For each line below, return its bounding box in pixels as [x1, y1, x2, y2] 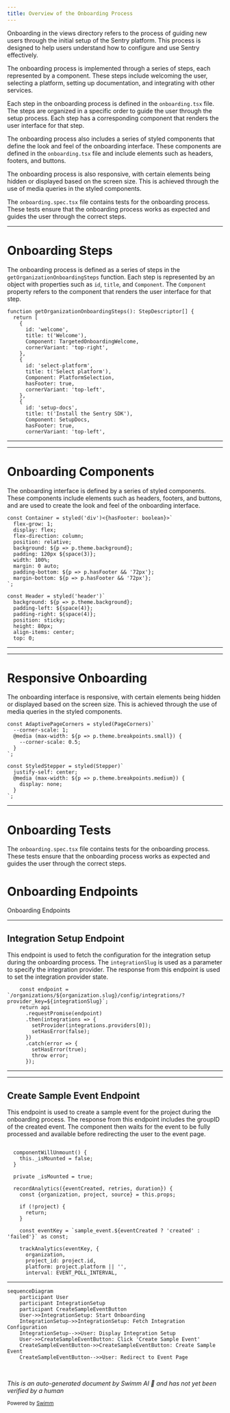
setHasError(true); [31, 1046, 88, 1053]
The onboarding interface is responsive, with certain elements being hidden [7, 693, 221, 701]
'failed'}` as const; [7, 1233, 69, 1240]
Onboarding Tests [7, 822, 112, 838]
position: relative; [13, 539, 72, 545]
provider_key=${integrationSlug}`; [7, 998, 109, 1005]
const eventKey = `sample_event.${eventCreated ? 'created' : [19, 1227, 201, 1234]
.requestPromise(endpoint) [25, 1010, 103, 1017]
